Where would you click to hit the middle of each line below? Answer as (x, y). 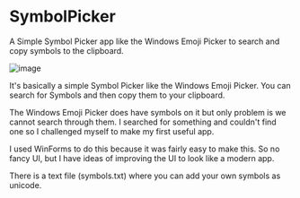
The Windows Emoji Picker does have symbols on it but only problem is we (148, 112)
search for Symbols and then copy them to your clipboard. (117, 95)
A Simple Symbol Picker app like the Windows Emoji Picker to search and (145, 41)
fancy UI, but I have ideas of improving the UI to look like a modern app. (142, 158)
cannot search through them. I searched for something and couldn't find (143, 122)
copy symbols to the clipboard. (66, 50)
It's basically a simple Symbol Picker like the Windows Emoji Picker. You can (150, 85)
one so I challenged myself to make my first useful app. (112, 131)
